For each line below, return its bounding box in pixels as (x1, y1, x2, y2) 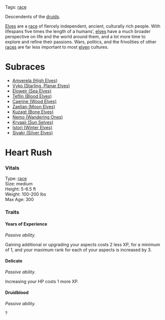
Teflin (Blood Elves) (12, 93, 52, 99)
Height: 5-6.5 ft (5, 186, 36, 192)
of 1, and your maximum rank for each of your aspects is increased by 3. (5, 247, 152, 253)
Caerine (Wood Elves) (12, 98, 57, 104)
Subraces (5, 61, 45, 73)
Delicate (5, 258, 23, 264)
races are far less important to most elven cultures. (5, 44, 109, 50)
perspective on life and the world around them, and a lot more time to (5, 34, 146, 39)
